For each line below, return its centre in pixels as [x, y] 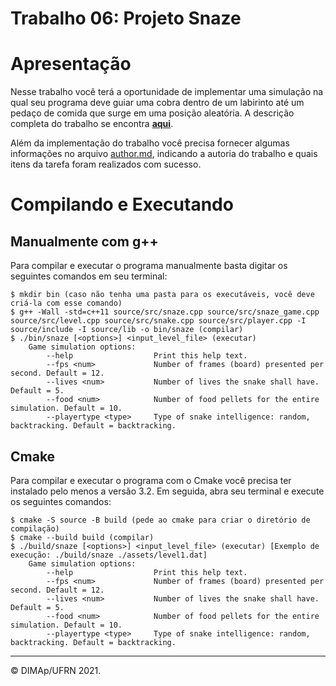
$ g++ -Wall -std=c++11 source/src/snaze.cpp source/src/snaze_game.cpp [165, 312]
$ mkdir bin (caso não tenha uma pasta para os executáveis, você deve [162, 295]
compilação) [35, 528]
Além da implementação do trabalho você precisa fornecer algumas [150, 143]
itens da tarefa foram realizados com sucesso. [106, 164]
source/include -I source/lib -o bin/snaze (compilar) [127, 330]
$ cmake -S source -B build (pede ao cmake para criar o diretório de [160, 520]
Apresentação [71, 64]
